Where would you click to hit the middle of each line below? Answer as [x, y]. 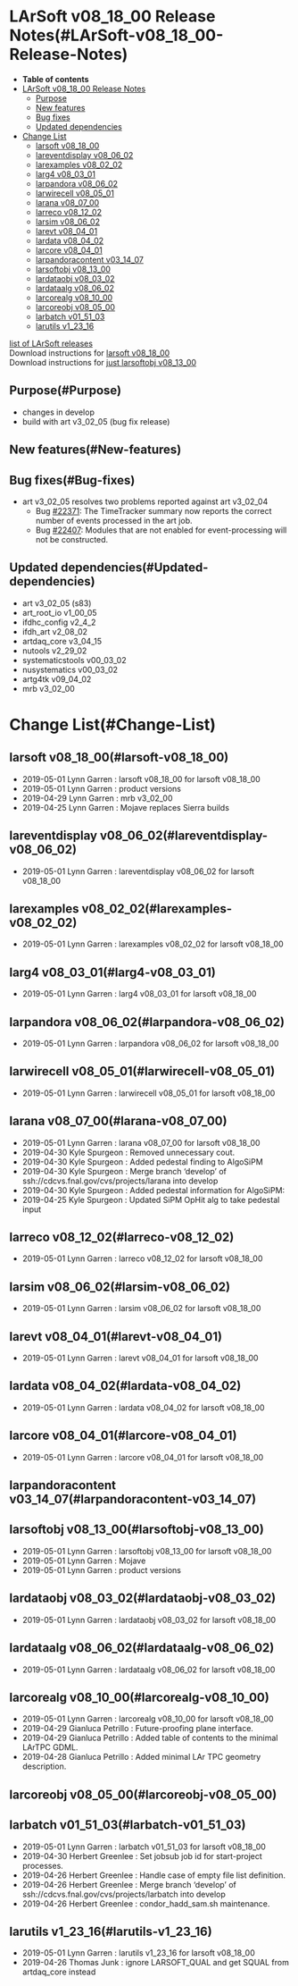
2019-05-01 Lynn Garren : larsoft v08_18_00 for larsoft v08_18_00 [141, 778]
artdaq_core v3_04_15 [62, 641]
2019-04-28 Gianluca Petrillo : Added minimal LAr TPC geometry [141, 1757]
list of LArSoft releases [51, 343]
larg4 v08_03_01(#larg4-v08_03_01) [112, 972]
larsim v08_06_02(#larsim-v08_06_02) [120, 1287]
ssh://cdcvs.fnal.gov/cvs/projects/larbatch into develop [124, 1894]
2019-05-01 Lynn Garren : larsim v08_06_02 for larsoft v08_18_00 [141, 1309]
